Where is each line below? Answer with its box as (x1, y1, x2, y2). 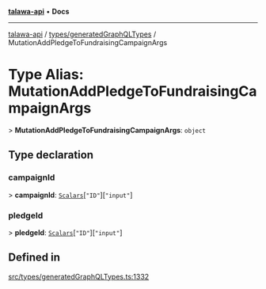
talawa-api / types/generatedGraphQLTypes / (8, 29, 157, 39)
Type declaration (8, 148, 93, 162)
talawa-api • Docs (8, 7, 70, 16)
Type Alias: (8, 66, 85, 84)
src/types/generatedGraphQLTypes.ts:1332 (8, 272, 150, 281)
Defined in (8, 251, 61, 264)
